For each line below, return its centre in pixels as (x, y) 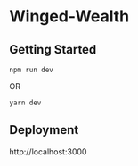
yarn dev (25, 103)
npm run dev (31, 70)
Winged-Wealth (69, 17)
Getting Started (53, 50)
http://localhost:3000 (48, 151)
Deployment (44, 130)
